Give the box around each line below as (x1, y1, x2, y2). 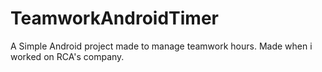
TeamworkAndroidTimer (10, 7, 219, 30)
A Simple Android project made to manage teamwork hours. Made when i (10, 40, 313, 52)
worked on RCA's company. (10, 50, 125, 62)
